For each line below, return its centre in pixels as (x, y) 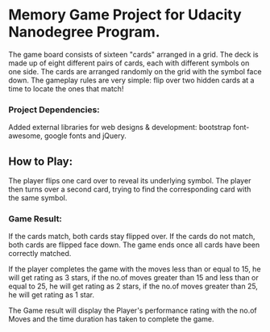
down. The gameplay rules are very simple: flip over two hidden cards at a (131, 80)
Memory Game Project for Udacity (125, 15)
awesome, (25, 136)
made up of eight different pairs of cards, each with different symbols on (129, 63)
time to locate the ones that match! (66, 88)
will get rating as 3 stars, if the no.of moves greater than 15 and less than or (134, 278)
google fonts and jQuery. (85, 136)
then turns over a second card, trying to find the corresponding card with (130, 189)
